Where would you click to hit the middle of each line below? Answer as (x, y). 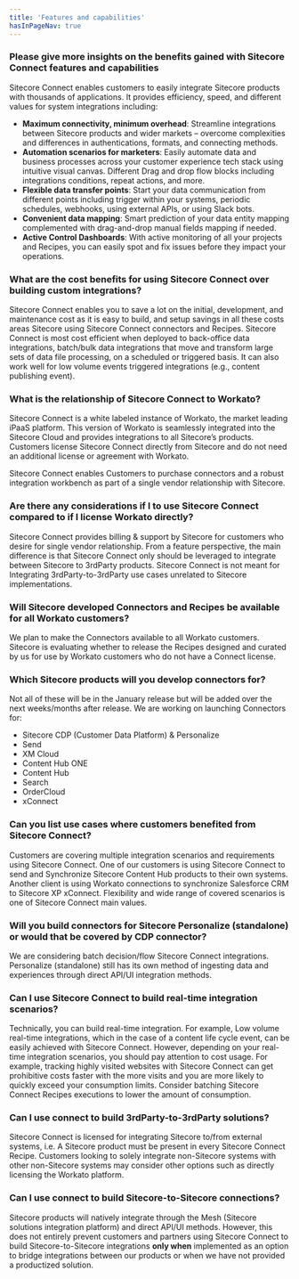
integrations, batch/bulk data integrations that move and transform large (141, 347)
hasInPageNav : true (45, 26)
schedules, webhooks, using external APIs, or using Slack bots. (138, 208)
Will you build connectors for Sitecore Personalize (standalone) (149, 925)
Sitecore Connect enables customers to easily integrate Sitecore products (145, 87)
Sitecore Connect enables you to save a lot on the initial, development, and (146, 310)
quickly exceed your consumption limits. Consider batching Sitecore (134, 1085)
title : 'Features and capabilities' (77, 17)
